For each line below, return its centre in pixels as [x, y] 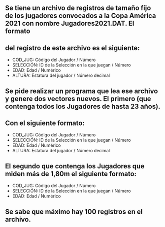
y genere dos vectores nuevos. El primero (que [78, 99]
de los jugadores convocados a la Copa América [81, 16]
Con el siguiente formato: [45, 123]
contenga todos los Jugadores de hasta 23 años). [83, 106]
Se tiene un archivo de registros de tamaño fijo [78, 8]
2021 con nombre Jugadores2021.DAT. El [70, 23]
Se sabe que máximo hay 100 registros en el [74, 211]
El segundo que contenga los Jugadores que [75, 166]
